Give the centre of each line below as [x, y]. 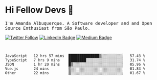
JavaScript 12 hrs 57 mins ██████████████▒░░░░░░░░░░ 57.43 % [75, 56]
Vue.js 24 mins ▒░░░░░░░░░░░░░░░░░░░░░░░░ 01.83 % [75, 69]
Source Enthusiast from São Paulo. [48, 28]
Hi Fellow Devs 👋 [39, 10]
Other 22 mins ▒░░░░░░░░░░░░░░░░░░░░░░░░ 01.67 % [75, 73]
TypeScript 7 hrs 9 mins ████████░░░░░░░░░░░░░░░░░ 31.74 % [75, 60]
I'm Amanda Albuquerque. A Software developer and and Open [79, 23]
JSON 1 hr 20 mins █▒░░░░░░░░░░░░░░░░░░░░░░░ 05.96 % [75, 64]
